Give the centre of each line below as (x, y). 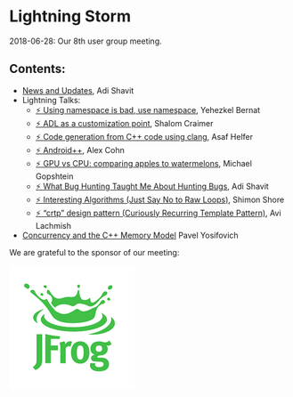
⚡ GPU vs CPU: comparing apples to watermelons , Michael (143, 163)
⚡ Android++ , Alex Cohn (80, 150)
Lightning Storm (70, 16)
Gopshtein (54, 176)
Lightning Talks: (51, 100)
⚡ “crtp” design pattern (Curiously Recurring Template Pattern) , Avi (159, 213)
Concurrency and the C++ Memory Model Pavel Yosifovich (130, 235)
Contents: (37, 69)
